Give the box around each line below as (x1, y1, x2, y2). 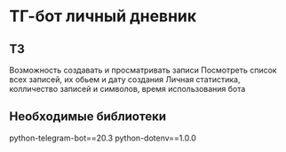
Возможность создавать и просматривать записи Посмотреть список (9, 65, 277, 75)
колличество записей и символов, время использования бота (9, 84, 246, 94)
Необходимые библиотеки (9, 109, 167, 125)
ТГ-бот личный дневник (9, 6, 197, 27)
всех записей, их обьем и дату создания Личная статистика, (9, 74, 242, 85)
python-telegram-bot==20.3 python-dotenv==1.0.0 (9, 133, 197, 143)
